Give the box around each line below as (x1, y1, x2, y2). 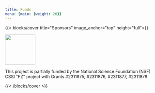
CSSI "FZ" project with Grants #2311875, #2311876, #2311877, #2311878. (5, 73, 149, 80)
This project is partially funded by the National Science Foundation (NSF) (5, 68, 151, 74)
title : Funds (5, 7, 31, 12)
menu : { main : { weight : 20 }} (5, 12, 62, 16)
